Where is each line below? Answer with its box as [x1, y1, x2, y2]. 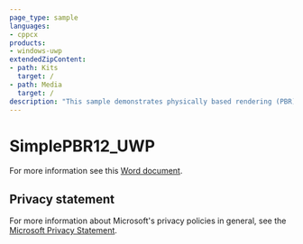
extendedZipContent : [9, 55, 87, 64]
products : [9, 38, 47, 48]
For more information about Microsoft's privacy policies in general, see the [9, 215, 287, 226]
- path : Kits [9, 64, 59, 73]
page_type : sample [9, 13, 78, 23]
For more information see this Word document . [9, 166, 183, 176]
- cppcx [9, 30, 39, 39]
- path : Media [9, 80, 63, 89]
